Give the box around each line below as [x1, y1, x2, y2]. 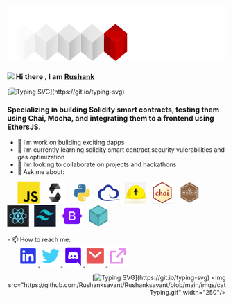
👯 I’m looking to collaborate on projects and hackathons [17, 160, 177, 168]
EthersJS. [7, 122, 42, 132]
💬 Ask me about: [17, 167, 64, 175]
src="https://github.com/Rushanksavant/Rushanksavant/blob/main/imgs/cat [8, 281, 226, 289]
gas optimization [17, 153, 65, 161]
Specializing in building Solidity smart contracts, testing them [7, 105, 220, 114]
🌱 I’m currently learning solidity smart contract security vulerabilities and [17, 145, 225, 154]
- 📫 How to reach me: [7, 235, 71, 244]
